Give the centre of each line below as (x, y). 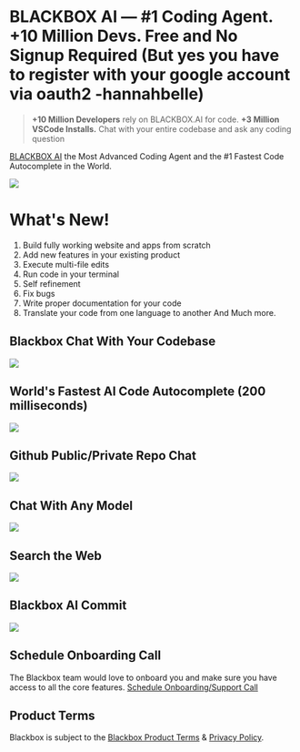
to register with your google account (150, 75)
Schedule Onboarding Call (85, 656)
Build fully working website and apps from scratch (116, 245)
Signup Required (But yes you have (145, 56)
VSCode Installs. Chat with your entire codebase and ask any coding (161, 128)
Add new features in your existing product (101, 254)
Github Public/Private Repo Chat (103, 456)
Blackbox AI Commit (68, 606)
